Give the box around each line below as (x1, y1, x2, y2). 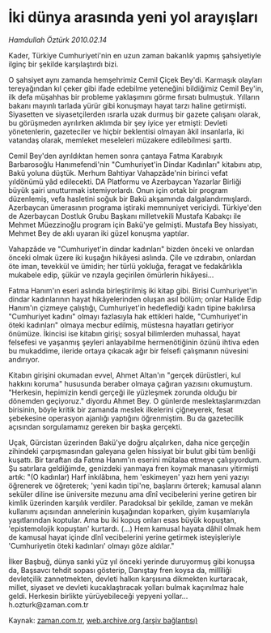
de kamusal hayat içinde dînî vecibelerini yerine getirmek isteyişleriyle (8, 532, 241, 542)
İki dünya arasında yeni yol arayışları (8, 8, 259, 27)
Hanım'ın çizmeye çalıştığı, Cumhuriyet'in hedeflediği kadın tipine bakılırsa (8, 302, 256, 312)
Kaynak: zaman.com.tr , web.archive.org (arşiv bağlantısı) (8, 615, 198, 625)
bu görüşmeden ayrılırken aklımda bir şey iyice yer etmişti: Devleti (8, 118, 228, 127)
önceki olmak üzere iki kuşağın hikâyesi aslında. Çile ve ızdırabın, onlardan (8, 252, 256, 263)
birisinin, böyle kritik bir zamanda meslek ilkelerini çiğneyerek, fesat (8, 404, 233, 414)
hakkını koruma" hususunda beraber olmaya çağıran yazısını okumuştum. (8, 379, 252, 388)
